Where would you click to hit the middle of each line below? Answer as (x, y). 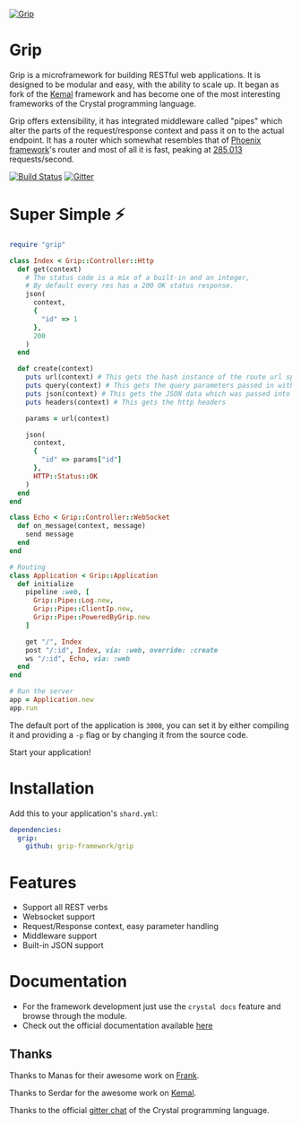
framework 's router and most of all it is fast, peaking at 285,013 (126, 149)
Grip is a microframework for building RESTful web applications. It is (135, 75)
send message (50, 534)
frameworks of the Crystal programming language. (103, 103)
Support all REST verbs (65, 908)
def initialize (46, 584)
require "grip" (38, 244)
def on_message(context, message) (82, 526)
